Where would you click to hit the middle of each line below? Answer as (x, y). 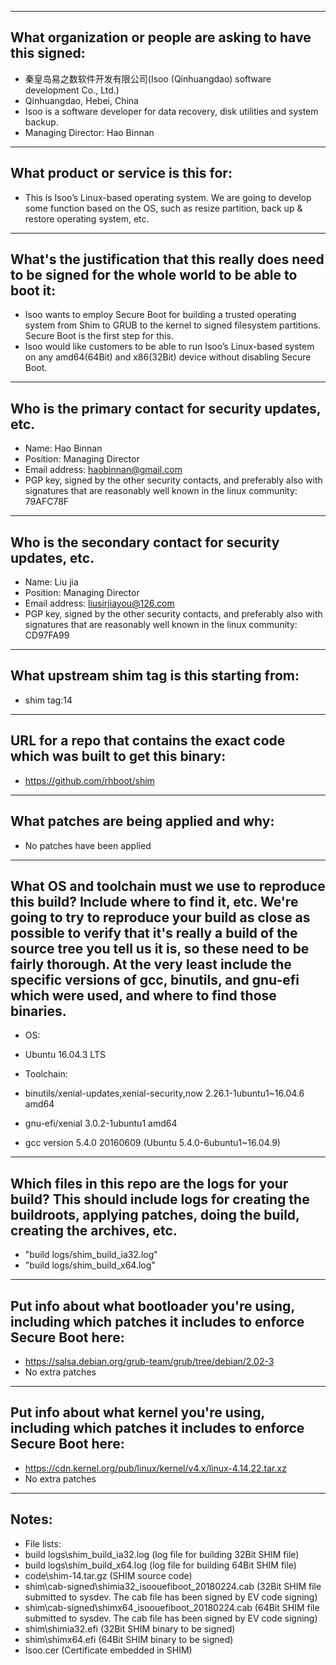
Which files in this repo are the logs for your (149, 1183)
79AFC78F (47, 502)
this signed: (48, 53)
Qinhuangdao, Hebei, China (81, 100)
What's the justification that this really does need (167, 259)
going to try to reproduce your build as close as (160, 917)
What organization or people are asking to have (161, 37)
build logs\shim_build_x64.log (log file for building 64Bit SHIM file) (160, 1565)
